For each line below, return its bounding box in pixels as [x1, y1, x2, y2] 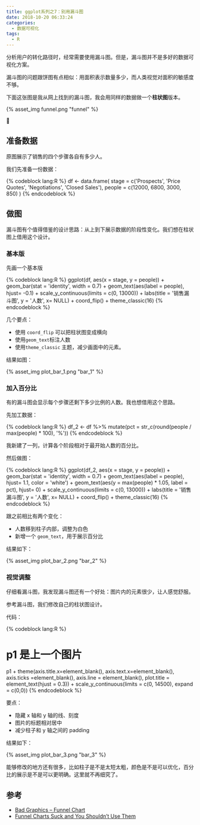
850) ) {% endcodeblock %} [6, 190, 76, 197]
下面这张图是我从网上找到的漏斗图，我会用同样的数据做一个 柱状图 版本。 [6, 94, 183, 101]
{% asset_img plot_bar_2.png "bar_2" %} [6, 558, 107, 565]
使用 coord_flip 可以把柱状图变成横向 [14, 328, 108, 335]
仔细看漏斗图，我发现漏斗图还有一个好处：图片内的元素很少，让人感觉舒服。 [6, 588, 194, 595]
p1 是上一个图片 [6, 647, 82, 661]
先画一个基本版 [6, 264, 43, 271]
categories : [6, 20, 36, 26]
